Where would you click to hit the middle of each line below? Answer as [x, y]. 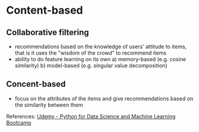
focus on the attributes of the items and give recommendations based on [104, 98]
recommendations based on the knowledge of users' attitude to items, [101, 46]
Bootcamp [19, 122]
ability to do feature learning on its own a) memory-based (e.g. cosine [100, 59]
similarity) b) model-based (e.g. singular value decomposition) [91, 65]
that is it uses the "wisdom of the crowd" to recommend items [91, 53]
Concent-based [36, 84]
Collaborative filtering [48, 32]
